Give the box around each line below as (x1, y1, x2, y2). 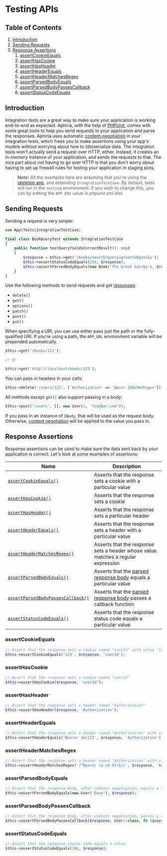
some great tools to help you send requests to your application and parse (5, 127, 156, 133)
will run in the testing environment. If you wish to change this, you (17, 185, 154, 191)
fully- (144, 328, 155, 334)
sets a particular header (93, 512, 150, 519)
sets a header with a (93, 526, 142, 533)
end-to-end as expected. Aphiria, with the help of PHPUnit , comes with (5, 122, 151, 128)
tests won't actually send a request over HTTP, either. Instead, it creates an (5, 148, 159, 155)
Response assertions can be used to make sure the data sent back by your (5, 446, 158, 452)
